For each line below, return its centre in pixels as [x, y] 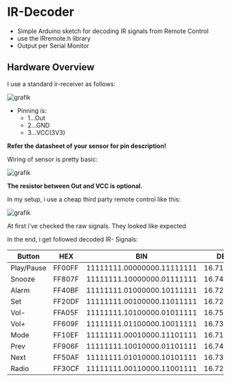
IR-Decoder [41, 12]
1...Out [36, 118]
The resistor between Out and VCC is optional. [75, 186]
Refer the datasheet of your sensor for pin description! [87, 146]
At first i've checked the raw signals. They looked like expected [97, 226]
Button [28, 256]
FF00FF [66, 268]
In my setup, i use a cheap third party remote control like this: [94, 199]
